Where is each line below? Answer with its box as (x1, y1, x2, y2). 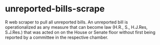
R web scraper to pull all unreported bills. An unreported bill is (5, 19, 128, 25)
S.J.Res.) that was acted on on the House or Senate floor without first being (5, 29, 156, 35)
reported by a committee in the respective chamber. (5, 34, 109, 40)
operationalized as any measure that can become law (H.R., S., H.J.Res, (5, 24, 148, 30)
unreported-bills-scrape (5, 3, 105, 14)
